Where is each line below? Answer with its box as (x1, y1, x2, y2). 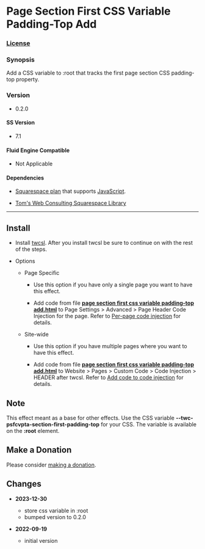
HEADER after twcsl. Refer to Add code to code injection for (33, 374, 184, 381)
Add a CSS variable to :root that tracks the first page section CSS (6, 69, 170, 77)
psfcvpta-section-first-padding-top (6, 420, 99, 428)
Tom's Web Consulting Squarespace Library (15, 200, 126, 207)
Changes (6, 479, 41, 489)
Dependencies (6, 174, 45, 181)
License (6, 39, 31, 48)
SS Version (6, 119, 35, 126)
